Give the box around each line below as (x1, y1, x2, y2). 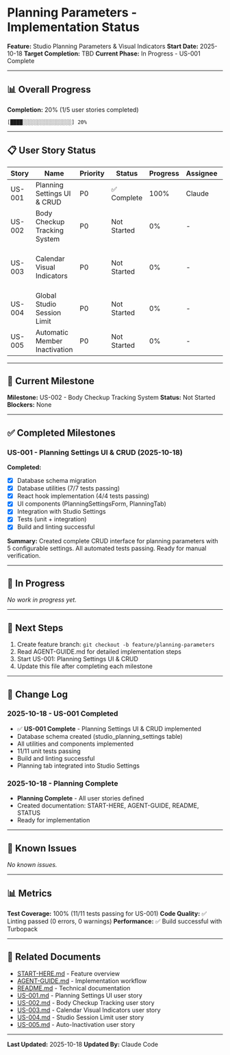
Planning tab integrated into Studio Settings (16, 761, 140, 770)
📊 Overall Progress (7, 84, 91, 95)
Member (35, 336, 63, 346)
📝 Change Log (7, 688, 68, 700)
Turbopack (7, 925, 38, 933)
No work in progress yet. (7, 595, 77, 604)
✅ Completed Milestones (7, 427, 116, 438)
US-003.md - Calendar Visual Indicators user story (16, 1006, 161, 1014)
